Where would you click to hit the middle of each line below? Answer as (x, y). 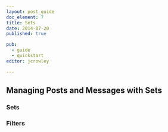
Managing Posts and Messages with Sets (84, 91)
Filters (16, 123)
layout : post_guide (30, 12)
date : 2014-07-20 (28, 28)
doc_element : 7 (25, 17)
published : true (26, 34)
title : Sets (21, 23)
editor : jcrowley (28, 61)
